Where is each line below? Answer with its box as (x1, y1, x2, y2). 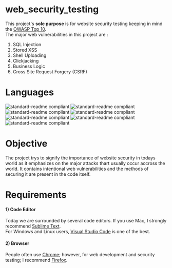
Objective (5, 138, 48, 150)
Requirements (5, 189, 67, 200)
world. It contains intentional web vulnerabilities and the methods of (5, 166, 149, 172)
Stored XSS (12, 47, 37, 53)
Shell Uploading (12, 52, 47, 58)
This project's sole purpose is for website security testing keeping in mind (5, 20, 163, 27)
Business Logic (12, 63, 45, 69)
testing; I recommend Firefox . (5, 257, 68, 263)
